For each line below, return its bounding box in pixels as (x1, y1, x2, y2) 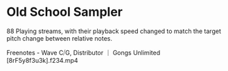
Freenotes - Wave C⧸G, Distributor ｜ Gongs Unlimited (6, 48, 161, 57)
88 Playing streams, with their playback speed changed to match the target (6, 27, 221, 35)
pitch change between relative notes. (6, 34, 112, 42)
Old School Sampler (6, 4, 123, 20)
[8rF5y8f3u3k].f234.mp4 (6, 56, 78, 64)
